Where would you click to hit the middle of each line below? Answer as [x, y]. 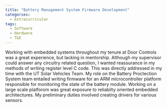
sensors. [14, 100]
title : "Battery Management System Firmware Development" [67, 10]
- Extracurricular [29, 19]
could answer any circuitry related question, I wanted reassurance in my [80, 63]
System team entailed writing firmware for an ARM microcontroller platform [83, 79]
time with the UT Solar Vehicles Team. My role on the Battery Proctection [81, 73]
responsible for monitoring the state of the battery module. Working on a [81, 84]
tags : [11, 24]
